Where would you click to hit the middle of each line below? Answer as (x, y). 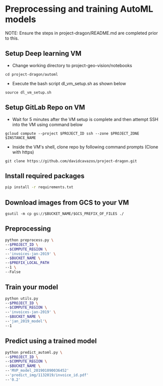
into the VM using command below (47, 124)
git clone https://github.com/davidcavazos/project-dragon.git (71, 161)
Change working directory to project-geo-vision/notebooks (72, 65)
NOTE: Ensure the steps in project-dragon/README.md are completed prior (81, 33)
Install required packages (45, 176)
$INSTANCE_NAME (21, 138)
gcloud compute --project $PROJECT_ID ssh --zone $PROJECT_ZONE (72, 133)
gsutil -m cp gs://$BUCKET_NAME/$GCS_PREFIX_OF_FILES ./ (65, 214)
